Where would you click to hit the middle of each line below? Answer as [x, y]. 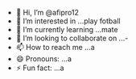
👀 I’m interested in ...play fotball [68, 21]
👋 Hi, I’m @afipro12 [47, 12]
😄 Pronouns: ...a [44, 59]
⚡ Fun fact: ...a [40, 68]
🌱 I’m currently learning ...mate [67, 29]
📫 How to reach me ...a [55, 47]
